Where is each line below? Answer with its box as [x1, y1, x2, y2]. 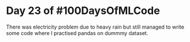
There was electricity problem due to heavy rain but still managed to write [6, 23, 185, 30]
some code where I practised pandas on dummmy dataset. [6, 29, 148, 36]
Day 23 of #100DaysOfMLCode [6, 4, 160, 17]
